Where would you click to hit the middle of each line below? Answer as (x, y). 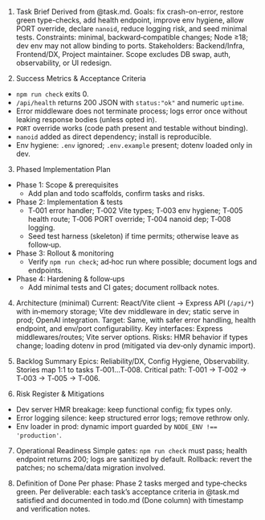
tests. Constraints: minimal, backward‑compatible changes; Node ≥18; (132, 37)
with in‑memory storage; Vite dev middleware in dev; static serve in (127, 311)
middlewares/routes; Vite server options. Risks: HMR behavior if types (132, 337)
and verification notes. (53, 509)
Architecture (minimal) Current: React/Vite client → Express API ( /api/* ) (135, 303)
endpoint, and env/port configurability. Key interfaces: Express (119, 328)
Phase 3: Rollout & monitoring (65, 253)
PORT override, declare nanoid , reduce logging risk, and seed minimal (131, 29)
